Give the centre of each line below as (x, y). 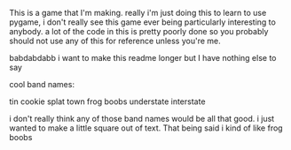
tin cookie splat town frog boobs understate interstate (107, 101)
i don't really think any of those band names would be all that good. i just (142, 119)
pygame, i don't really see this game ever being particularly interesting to (143, 22)
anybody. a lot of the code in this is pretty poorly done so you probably (139, 31)
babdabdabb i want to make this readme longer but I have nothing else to (143, 58)
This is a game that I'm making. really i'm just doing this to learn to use (138, 13)
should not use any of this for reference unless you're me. (115, 41)
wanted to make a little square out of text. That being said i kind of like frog (146, 128)
